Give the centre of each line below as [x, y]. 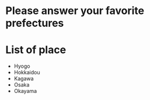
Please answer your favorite [75, 11]
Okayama [25, 91]
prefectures [35, 23]
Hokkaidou [27, 73]
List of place [36, 50]
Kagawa [24, 79]
